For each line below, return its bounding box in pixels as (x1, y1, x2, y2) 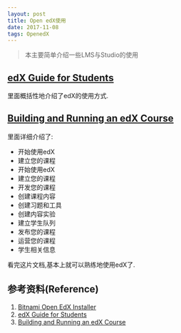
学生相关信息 (17, 245, 56, 253)
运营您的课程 (17, 236, 56, 245)
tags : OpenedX (7, 30, 50, 38)
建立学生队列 (17, 218, 56, 227)
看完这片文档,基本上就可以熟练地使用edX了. (7, 260, 135, 269)
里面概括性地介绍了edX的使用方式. (7, 92, 109, 100)
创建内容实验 (17, 209, 56, 218)
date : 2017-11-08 (7, 23, 59, 31)
